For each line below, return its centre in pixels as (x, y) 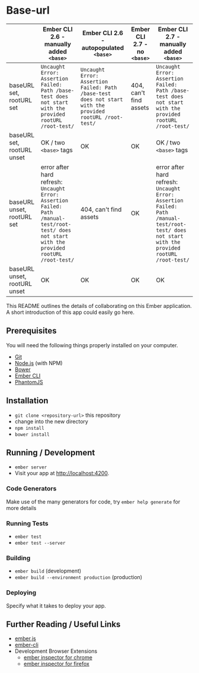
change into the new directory (52, 421)
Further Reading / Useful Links (63, 624)
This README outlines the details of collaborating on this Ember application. (99, 306)
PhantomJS (29, 382)
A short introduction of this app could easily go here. (70, 312)
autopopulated (103, 48)
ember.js (25, 639)
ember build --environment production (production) (78, 577)
